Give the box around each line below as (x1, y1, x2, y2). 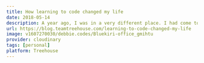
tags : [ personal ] (6, 43, 50, 49)
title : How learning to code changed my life (6, 8, 123, 15)
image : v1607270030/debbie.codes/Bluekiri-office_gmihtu (6, 31, 154, 37)
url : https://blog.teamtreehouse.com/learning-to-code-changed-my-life (6, 25, 191, 32)
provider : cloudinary (6, 37, 61, 43)
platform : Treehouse (6, 48, 59, 54)
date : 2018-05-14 (6, 14, 50, 20)
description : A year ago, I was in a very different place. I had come (6, 20, 191, 26)
